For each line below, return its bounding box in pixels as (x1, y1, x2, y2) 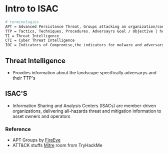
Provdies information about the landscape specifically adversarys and (12, 70, 156, 75)
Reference (5, 126, 31, 133)
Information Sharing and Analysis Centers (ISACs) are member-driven (12, 103, 156, 109)
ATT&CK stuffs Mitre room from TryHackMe (12, 143, 102, 149)
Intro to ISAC (5, 3, 59, 14)
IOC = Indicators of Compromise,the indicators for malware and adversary (5, 43, 164, 48)
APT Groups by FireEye (12, 137, 61, 143)
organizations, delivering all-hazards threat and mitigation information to (12, 108, 161, 114)
